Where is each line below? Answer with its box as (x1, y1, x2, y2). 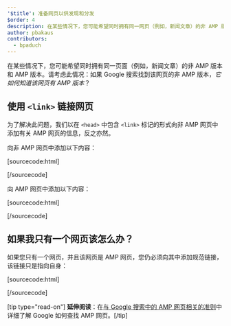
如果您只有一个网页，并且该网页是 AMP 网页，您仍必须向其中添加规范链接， (7, 253, 223, 261)
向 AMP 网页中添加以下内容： (7, 185, 91, 193)
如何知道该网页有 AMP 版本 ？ (7, 79, 91, 86)
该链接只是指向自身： (7, 261, 67, 270)
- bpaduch (13, 42, 41, 49)
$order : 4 (7, 16, 36, 23)
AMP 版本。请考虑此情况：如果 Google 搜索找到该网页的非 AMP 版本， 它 (14, 70, 221, 78)
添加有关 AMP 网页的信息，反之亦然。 (7, 128, 115, 137)
